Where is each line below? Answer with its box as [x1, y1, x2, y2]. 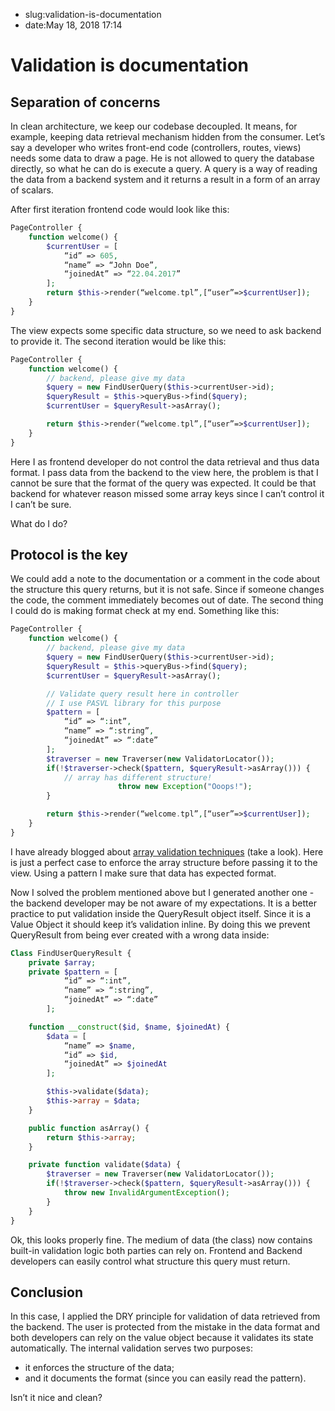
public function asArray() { [28, 1123, 150, 1133]
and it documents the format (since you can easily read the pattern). [24, 1372, 307, 1384]
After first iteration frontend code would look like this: [10, 204, 230, 215]
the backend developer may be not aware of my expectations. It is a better [10, 897, 317, 909]
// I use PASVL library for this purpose [46, 698, 222, 708]
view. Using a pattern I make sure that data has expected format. [10, 867, 277, 879]
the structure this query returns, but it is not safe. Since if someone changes [10, 584, 325, 596]
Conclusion [10, 1284, 84, 1301]
